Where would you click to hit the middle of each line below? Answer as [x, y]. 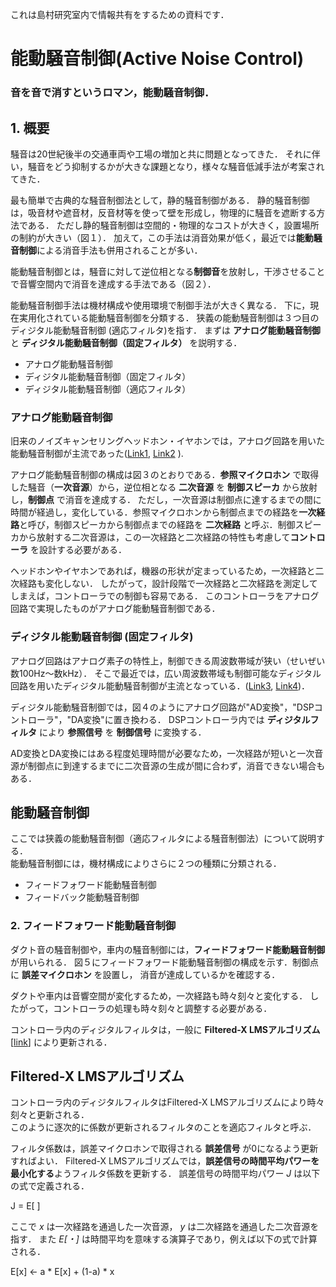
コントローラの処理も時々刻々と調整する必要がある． [163, 1008]
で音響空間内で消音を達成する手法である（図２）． [113, 284]
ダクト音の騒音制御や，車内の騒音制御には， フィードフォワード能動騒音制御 [168, 949]
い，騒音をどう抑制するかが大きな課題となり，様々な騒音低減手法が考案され [167, 166]
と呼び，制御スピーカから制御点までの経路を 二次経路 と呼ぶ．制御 [157, 525]
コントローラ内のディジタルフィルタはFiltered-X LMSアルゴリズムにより [159, 1102]
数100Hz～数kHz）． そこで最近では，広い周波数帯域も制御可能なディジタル [166, 673]
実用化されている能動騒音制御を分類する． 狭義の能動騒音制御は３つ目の [169, 317]
